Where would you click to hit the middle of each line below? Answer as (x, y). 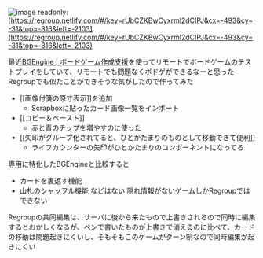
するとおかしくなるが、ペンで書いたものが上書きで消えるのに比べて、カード (131, 227)
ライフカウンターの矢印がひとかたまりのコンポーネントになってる (138, 147)
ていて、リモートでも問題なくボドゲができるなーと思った (142, 72)
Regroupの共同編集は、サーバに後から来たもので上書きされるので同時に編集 (132, 217)
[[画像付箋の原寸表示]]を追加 (66, 98)
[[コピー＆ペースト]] (52, 118)
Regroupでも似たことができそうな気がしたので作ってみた (101, 81)
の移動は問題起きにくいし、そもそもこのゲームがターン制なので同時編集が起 (131, 237)
